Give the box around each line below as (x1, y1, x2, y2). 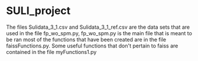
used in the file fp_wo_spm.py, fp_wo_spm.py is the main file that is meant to (6, 29, 192, 36)
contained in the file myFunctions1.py (6, 48, 97, 55)
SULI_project (6, 4, 71, 18)
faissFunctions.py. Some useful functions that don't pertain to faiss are (6, 42, 178, 49)
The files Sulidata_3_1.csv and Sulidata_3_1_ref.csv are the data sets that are (6, 23, 190, 30)
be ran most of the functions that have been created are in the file (6, 36, 167, 43)
